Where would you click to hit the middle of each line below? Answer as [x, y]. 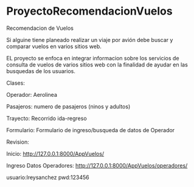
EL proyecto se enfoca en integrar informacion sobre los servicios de [93, 58]
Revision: [18, 142]
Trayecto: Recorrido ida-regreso [47, 118]
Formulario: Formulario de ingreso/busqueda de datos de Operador [91, 130]
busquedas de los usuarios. [41, 71]
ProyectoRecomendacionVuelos [89, 11]
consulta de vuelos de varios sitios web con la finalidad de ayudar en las [97, 65]
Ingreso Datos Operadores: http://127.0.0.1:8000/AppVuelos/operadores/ [97, 165]
